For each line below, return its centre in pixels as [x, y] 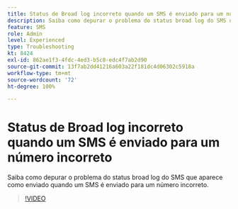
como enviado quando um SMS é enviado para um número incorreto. [108, 185]
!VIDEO [35, 198]
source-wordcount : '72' [42, 80]
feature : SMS [27, 27]
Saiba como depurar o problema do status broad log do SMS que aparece [115, 177]
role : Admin [25, 34]
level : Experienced [36, 40]
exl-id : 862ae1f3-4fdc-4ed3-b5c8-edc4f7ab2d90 [77, 60]
